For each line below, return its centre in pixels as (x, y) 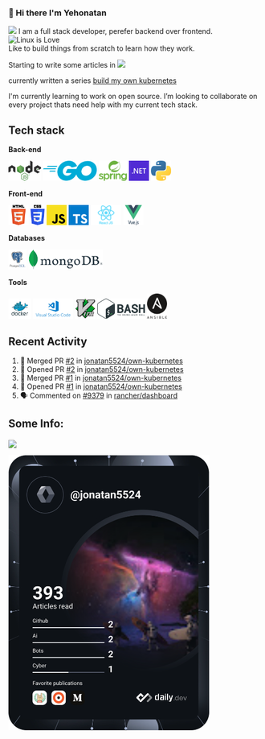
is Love (48, 40)
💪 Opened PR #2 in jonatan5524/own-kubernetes (102, 369)
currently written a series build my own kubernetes (92, 81)
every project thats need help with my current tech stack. (103, 105)
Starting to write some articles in (62, 65)
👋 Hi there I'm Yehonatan (57, 13)
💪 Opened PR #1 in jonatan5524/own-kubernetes (101, 386)
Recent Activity (48, 341)
